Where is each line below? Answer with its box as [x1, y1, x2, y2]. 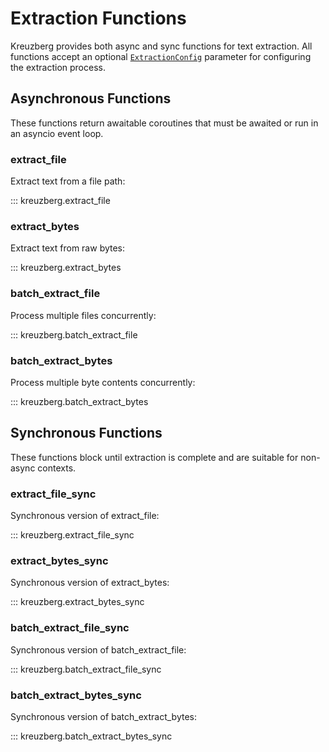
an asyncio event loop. [10, 127, 104, 139]
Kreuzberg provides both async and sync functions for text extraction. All [10, 40, 313, 52]
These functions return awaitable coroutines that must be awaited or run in [10, 117, 319, 129]
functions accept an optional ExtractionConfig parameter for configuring [10, 50, 312, 62]
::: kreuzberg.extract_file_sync [10, 529, 135, 541]
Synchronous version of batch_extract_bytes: [10, 710, 198, 722]
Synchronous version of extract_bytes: [10, 577, 170, 589]
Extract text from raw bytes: [10, 242, 126, 254]
